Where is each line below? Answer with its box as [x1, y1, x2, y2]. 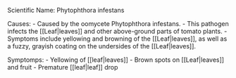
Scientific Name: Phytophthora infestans [7, 6, 125, 14]
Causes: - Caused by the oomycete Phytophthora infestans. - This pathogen [7, 20, 229, 27]
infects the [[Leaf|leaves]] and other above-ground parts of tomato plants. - [7, 27, 228, 35]
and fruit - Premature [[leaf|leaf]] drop [7, 63, 118, 71]
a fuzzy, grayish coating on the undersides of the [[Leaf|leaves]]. [7, 42, 196, 50]
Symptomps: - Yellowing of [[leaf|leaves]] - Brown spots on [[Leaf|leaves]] [7, 56, 224, 64]
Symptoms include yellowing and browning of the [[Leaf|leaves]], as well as [7, 34, 228, 43]
